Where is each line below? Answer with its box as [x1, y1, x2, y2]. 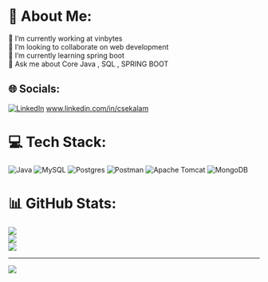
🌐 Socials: [8, 82, 61, 96]
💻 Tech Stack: [8, 133, 107, 151]
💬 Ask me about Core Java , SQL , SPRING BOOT [8, 59, 169, 69]
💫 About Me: [8, 7, 93, 26]
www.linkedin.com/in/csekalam [45, 103, 149, 113]
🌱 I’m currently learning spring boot [8, 50, 125, 60]
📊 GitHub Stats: [8, 194, 117, 212]
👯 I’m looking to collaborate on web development [8, 42, 169, 51]
